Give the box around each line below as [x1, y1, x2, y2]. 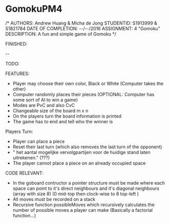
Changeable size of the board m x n [12, 107, 89, 114]
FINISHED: [5, 40, 28, 47]
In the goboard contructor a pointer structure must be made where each [12, 180, 165, 186]
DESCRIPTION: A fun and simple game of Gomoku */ [5, 31, 117, 37]
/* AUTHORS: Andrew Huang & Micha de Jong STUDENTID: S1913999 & [5, 20, 158, 26]
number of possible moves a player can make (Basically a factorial [12, 207, 153, 213]
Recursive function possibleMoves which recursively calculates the [12, 202, 155, 208]
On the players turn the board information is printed [12, 113, 122, 119]
